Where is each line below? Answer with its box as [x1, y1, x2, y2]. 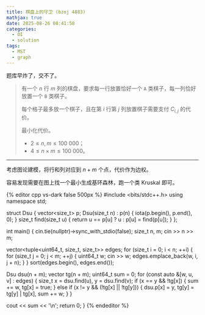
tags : [6, 43, 20, 49]
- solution [12, 37, 40, 43]
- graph [12, 54, 32, 60]
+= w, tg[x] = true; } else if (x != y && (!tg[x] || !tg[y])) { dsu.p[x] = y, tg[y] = [6, 284, 195, 291]
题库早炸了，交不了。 [6, 71, 60, 79]
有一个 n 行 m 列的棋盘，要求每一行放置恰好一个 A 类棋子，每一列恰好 [21, 85, 196, 92]
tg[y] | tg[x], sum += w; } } [6, 290, 73, 297]
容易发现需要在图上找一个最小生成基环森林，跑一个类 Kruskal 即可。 [6, 179, 178, 186]
